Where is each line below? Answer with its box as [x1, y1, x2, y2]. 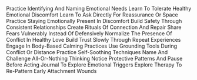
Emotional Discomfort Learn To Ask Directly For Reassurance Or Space [6, 11, 178, 18]
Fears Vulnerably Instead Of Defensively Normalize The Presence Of [6, 30, 172, 37]
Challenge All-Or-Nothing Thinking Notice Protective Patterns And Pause [6, 55, 183, 62]
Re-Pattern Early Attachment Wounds [6, 68, 97, 74]
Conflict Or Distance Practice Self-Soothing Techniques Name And [6, 49, 168, 55]
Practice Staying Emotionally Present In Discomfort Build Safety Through [6, 18, 182, 24]
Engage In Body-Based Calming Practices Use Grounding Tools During [6, 42, 178, 49]
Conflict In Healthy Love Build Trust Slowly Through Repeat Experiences [6, 36, 181, 43]
